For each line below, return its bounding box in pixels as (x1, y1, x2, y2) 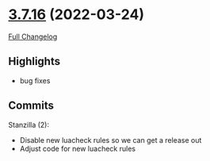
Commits (8, 99, 54, 113)
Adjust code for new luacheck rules (19, 144, 136, 153)
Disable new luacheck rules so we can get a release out (19, 135, 202, 144)
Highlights (8, 55, 61, 68)
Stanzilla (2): (8, 120, 50, 129)
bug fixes (19, 75, 51, 85)
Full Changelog (8, 32, 58, 41)
